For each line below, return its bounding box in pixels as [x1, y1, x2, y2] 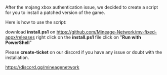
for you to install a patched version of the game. [5, 9, 105, 15]
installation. [5, 54, 29, 60]
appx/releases [5, 34, 35, 40]
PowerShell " [5, 39, 32, 45]
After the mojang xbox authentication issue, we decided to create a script [5, 4, 158, 10]
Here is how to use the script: [5, 19, 67, 25]
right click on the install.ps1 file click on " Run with [36, 34, 141, 40]
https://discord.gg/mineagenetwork [5, 64, 79, 70]
